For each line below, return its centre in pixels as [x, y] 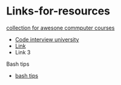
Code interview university [47, 39]
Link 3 [23, 52]
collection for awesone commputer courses [60, 28]
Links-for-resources [58, 11]
